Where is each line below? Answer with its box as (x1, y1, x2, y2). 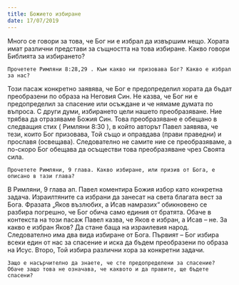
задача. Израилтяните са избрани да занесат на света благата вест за (7, 192, 223, 201)
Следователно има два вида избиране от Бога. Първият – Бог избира (7, 230, 220, 239)
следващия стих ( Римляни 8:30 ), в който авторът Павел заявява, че (7, 122, 219, 130)
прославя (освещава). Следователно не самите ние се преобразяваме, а (7, 137, 232, 146)
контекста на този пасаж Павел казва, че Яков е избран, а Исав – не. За (7, 215, 228, 224)
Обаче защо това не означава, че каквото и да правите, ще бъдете (7, 265, 209, 273)
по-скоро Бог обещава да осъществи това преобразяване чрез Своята (7, 145, 225, 153)
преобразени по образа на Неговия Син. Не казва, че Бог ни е (7, 92, 198, 100)
